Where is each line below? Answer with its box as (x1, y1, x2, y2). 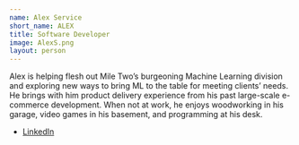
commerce (9, 99, 49, 110)
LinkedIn (22, 126, 55, 137)
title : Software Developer (9, 30, 110, 38)
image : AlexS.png (9, 38, 75, 47)
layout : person (9, 47, 66, 55)
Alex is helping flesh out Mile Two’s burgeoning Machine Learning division (9, 71, 283, 81)
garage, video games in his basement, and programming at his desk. (9, 109, 263, 120)
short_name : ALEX (9, 21, 75, 30)
